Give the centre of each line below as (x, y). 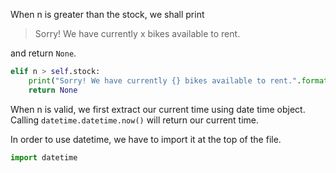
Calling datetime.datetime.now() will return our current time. (135, 120)
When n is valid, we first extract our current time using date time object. (158, 109)
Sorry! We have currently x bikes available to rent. (137, 33)
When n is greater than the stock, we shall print (107, 14)
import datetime (44, 157)
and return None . (43, 53)
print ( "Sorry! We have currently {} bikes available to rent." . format (178, 80)
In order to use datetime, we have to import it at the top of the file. (146, 139)
